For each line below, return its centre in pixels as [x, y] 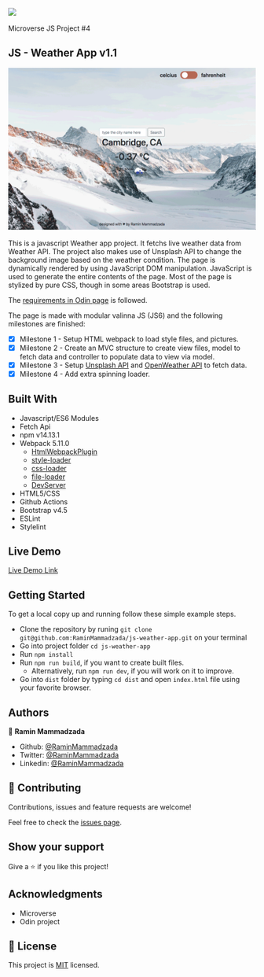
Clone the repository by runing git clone [86, 629]
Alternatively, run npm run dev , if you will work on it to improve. [132, 671]
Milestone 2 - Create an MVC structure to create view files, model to [130, 348]
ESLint [30, 518]
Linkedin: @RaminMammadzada [71, 764]
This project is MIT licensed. [54, 965]
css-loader [49, 468]
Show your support [56, 847]
